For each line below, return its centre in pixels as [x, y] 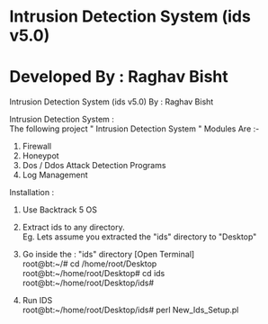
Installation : [32, 193]
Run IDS [37, 301]
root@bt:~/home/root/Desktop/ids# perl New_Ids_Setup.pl [130, 310]
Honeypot [41, 156]
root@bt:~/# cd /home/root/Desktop [89, 264]
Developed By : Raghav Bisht [119, 77]
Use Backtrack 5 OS [59, 210]
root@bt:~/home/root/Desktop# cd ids [94, 274]
